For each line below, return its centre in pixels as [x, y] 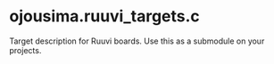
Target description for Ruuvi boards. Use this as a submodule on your [137, 41]
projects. [25, 50]
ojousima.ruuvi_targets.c [105, 16]
